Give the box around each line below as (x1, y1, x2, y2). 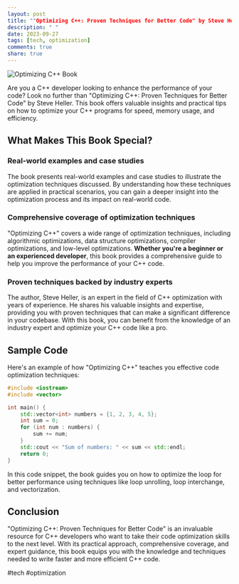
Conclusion (7, 506, 60, 518)
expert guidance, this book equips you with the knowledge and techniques (7, 547, 226, 556)
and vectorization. (7, 485, 60, 493)
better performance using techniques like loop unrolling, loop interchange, (7, 477, 225, 486)
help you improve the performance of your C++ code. (7, 259, 165, 267)
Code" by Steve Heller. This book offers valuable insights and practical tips (7, 98, 227, 107)
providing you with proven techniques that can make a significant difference (7, 308, 230, 317)
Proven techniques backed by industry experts (7, 277, 173, 287)
